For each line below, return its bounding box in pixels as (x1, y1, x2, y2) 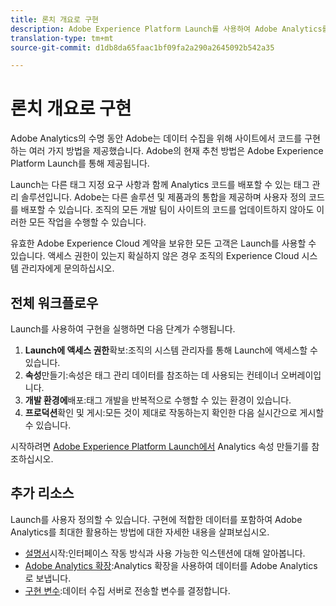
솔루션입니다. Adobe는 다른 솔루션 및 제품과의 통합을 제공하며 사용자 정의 (20, 191, 307, 203)
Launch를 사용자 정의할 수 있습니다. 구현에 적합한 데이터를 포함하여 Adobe (10, 513, 303, 525)
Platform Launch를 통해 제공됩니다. (10, 157, 150, 170)
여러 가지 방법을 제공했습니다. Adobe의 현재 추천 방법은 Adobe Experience (28, 145, 324, 157)
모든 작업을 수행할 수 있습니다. (28, 216, 147, 228)
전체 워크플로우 (10, 294, 99, 311)
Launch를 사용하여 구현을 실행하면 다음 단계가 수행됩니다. (10, 323, 236, 335)
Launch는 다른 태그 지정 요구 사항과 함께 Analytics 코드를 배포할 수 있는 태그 (10, 179, 310, 191)
